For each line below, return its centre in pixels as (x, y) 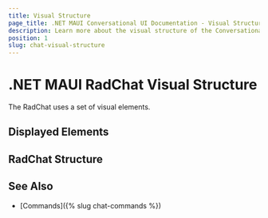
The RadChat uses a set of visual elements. (79, 107)
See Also (31, 186)
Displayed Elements (59, 132)
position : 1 (28, 38)
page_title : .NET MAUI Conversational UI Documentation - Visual (119, 23)
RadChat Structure (56, 159)
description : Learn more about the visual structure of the (110, 30)
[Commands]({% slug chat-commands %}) (91, 205)
